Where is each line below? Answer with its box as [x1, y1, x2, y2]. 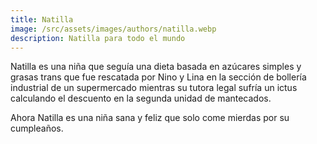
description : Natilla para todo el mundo [10, 33, 186, 43]
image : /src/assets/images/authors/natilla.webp [10, 24, 217, 34]
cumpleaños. [10, 122, 64, 135]
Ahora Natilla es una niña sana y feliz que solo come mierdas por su [10, 112, 290, 124]
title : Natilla [10, 14, 74, 25]
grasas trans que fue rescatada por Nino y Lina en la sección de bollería [10, 71, 307, 83]
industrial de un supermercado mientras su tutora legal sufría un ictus [10, 82, 298, 94]
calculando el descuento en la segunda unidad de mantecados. [10, 92, 272, 105]
